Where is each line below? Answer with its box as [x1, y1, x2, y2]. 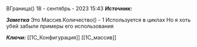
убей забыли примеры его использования [6, 23, 114, 29]
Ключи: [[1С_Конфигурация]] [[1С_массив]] [6, 34, 116, 41]
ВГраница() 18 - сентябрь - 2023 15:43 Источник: [6, 5, 133, 12]
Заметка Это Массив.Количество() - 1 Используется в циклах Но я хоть [6, 16, 191, 23]
